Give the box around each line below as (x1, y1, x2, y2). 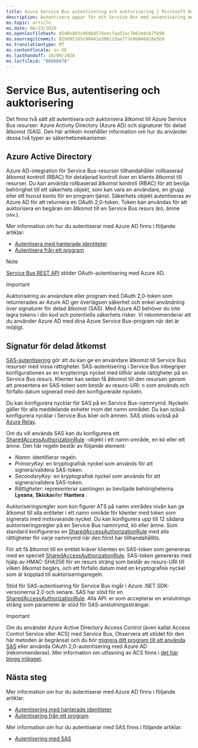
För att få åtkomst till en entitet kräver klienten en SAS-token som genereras (6, 546, 190, 553)
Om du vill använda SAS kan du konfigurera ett (6, 430, 120, 437)
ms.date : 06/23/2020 (6, 25, 57, 31)
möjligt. (6, 324, 25, 331)
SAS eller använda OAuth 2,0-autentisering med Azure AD (6, 643, 147, 650)
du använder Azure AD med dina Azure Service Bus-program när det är (6, 317, 180, 325)
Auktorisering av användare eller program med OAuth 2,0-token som (6, 292, 173, 300)
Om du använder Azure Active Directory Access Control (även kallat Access (6, 624, 190, 631)
